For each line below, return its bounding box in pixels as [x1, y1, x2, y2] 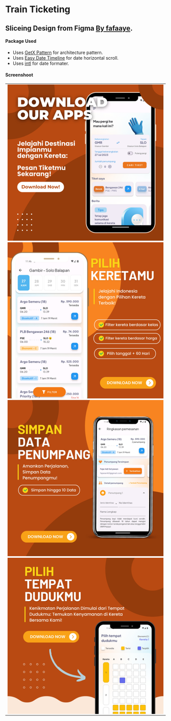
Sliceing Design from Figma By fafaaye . [5, 24, 133, 33]
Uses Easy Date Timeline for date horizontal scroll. [12, 55, 119, 61]
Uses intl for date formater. [12, 60, 69, 66]
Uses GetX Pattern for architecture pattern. [12, 49, 103, 56]
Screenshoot [5, 72, 34, 78]
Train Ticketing [5, 4, 71, 15]
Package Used [5, 38, 37, 44]
